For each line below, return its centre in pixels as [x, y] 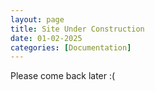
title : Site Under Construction [77, 29]
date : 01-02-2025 [46, 38]
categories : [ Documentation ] [71, 47]
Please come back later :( [63, 76]
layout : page [37, 19]
